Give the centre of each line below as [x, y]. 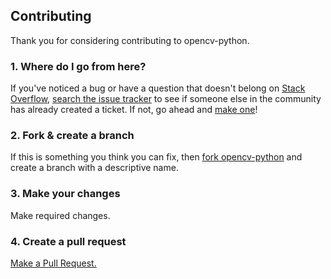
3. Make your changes [65, 194]
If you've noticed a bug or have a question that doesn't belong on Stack [158, 88]
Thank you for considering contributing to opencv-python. [130, 40]
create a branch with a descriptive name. [94, 168]
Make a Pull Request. [53, 263]
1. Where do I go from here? [78, 66]
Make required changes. [60, 215]
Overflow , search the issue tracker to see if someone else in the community [166, 99]
